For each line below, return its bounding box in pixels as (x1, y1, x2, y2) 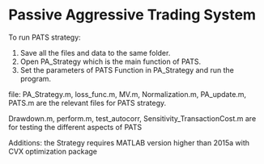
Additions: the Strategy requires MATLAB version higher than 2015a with (8, 137, 249, 147)
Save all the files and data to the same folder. (19, 48, 171, 57)
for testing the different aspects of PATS (8, 122, 143, 132)
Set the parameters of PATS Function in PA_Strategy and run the (19, 65, 235, 74)
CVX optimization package (8, 146, 97, 156)
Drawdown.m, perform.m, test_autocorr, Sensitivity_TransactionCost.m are (8, 113, 257, 123)
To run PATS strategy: (8, 32, 81, 42)
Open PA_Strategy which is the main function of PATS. (19, 57, 202, 66)
